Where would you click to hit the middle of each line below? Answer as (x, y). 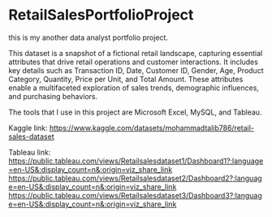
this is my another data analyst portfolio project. (89, 37)
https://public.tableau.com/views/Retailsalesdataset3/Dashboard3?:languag (135, 195)
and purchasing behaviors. (53, 96)
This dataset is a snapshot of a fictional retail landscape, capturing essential (136, 53)
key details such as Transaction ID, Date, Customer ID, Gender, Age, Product (136, 70)
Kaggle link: (28, 128)
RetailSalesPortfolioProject (101, 15)
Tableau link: (30, 152)
